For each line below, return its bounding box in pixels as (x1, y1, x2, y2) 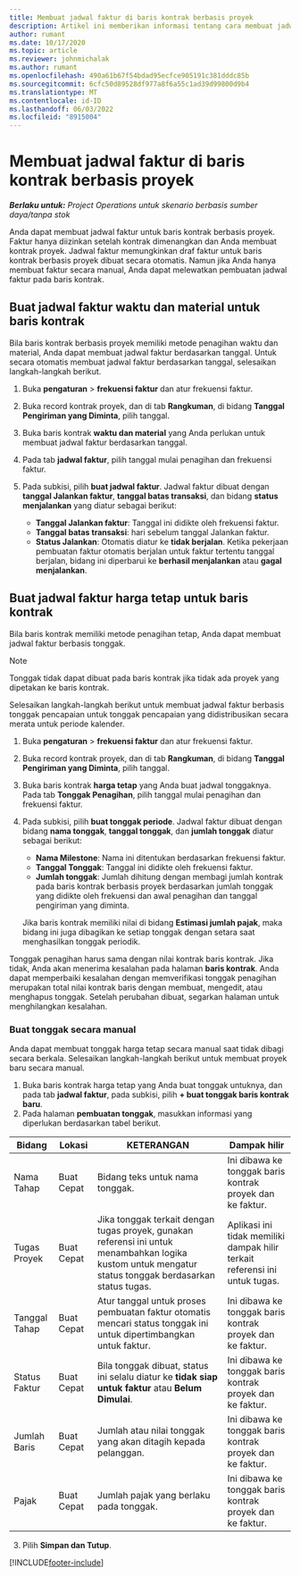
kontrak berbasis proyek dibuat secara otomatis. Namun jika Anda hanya (9, 256, 277, 266)
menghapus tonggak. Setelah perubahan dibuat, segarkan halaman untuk (9, 991, 279, 1002)
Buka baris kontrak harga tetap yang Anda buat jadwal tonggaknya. (21, 779, 271, 791)
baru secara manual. (9, 1062, 85, 1073)
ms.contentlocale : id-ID (9, 96, 102, 105)
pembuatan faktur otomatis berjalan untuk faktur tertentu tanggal (35, 546, 275, 557)
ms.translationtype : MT (9, 88, 98, 96)
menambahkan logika (96, 1246, 187, 1259)
